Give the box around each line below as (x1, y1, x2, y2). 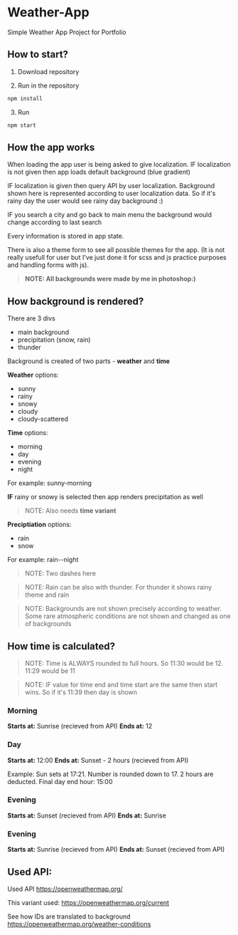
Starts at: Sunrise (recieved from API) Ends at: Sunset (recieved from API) (7, 845, 225, 854)
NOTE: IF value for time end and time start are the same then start (24, 680, 218, 689)
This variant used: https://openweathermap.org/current (7, 898, 169, 907)
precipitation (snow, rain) (17, 335, 91, 344)
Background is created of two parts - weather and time (7, 357, 171, 365)
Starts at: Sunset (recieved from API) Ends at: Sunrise (7, 811, 167, 820)
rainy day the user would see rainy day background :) (7, 197, 163, 205)
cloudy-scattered (17, 414, 69, 424)
